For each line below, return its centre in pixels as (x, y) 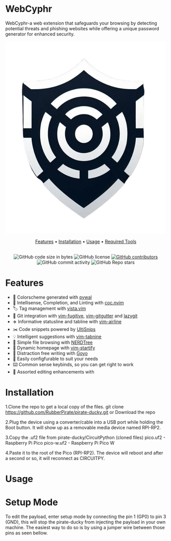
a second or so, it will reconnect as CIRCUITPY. (55, 458)
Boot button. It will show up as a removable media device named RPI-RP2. (83, 427)
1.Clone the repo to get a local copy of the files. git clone (65, 407)
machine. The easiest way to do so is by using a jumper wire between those (85, 527)
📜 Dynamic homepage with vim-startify (54, 348)
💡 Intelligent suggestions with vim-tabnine (57, 337)
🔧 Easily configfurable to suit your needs (55, 359)
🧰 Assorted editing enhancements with (53, 371)
